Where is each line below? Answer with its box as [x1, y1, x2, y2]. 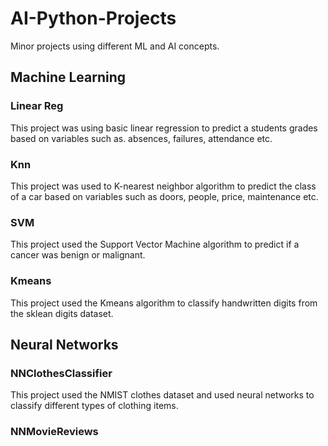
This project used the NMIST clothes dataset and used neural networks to [10, 389, 315, 401]
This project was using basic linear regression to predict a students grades [10, 122, 318, 134]
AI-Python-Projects [10, 7, 177, 30]
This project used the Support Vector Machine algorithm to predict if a [10, 238, 300, 251]
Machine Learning [10, 69, 127, 86]
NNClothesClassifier [10, 366, 113, 380]
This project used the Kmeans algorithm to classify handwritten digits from [10, 297, 318, 309]
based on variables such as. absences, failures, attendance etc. [10, 132, 273, 144]
